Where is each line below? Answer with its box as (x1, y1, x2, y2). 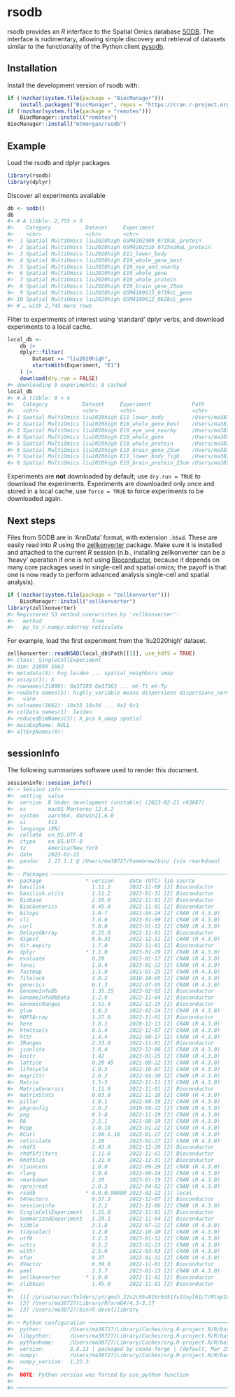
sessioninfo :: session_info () (7, 779, 92, 787)
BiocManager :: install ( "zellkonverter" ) (20, 597, 136, 605)
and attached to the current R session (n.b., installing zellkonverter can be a (7, 548, 225, 556)
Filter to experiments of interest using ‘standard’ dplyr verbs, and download (7, 315, 225, 323)
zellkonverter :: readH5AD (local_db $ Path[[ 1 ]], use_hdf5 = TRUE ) (7, 650, 196, 658)
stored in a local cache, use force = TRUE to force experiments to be (7, 487, 204, 495)
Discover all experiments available (7, 191, 106, 199)
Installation (7, 62, 57, 74)
